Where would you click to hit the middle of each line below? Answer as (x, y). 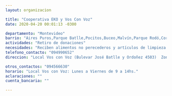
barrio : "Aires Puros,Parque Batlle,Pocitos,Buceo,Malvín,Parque (76, 38)
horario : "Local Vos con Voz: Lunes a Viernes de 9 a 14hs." (72, 71)
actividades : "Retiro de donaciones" (46, 43)
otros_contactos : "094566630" (38, 66)
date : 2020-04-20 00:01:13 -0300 (41, 24)
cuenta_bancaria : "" (27, 81)
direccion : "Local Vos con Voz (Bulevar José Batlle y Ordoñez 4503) (81, 57)
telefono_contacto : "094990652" (40, 52)
